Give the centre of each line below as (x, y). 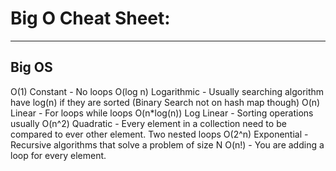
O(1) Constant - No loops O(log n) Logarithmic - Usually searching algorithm (167, 91)
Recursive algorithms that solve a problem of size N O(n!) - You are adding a (167, 144)
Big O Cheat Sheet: (90, 18)
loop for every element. (58, 155)
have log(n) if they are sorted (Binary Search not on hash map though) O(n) (165, 102)
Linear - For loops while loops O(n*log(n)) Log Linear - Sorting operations (162, 113)
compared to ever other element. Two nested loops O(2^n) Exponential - (159, 134)
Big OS (31, 67)
